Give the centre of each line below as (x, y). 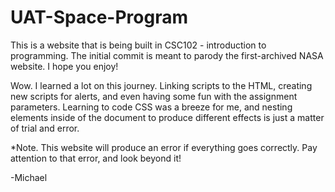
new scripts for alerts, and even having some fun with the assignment (154, 96)
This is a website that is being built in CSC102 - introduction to (138, 45)
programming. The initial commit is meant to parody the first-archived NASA (167, 55)
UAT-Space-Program (99, 17)
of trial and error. (45, 128)
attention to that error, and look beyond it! (96, 158)
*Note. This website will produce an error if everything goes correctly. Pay (164, 147)
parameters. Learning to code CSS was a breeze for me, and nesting (151, 107)
